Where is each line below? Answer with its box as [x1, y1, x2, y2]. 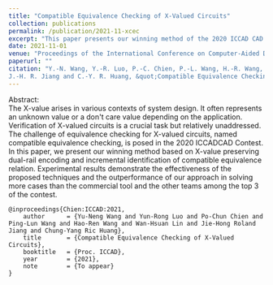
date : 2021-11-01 [8, 42, 67, 50]
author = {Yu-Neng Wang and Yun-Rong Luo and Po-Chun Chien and [23, 212, 264, 220]
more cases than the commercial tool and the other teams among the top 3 [8, 180, 259, 191]
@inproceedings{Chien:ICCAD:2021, [8, 205, 126, 214]
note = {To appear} [23, 261, 115, 270]
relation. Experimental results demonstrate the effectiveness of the [8, 163, 232, 173]
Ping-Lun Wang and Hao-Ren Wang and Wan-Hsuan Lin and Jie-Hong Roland [8, 219, 256, 227]
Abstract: [8, 94, 39, 104]
